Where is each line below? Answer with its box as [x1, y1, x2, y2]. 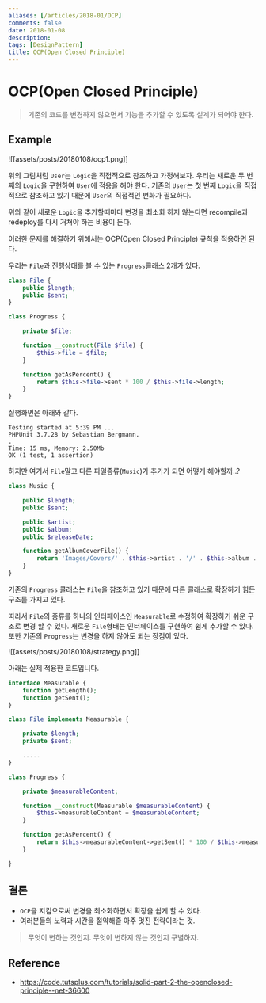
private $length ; [22, 730, 80, 738]
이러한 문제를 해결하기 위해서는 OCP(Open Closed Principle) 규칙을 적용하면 [8, 234, 247, 243]
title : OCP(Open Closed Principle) [8, 48, 126, 56]
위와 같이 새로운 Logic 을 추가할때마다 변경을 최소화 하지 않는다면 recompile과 [8, 207, 249, 216]
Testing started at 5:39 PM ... [8, 424, 115, 432]
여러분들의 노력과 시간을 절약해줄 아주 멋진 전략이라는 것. [19, 916, 196, 925]
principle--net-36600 [19, 986, 90, 995]
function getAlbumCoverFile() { [22, 547, 129, 555]
